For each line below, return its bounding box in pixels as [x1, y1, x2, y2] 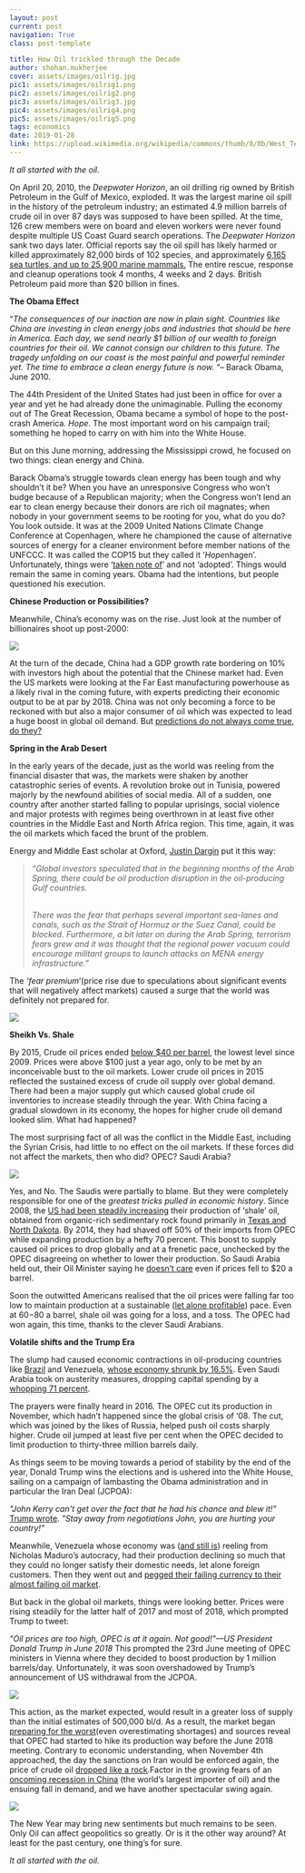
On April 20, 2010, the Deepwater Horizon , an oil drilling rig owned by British [9, 181, 295, 192]
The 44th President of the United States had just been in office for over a [9, 388, 282, 399]
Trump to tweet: [9, 1615, 70, 1626]
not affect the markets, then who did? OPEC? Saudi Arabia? [9, 1151, 231, 1162]
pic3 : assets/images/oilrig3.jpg [9, 97, 136, 106]
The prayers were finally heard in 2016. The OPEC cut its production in [9, 1400, 272, 1411]
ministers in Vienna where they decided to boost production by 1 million [9, 1652, 277, 1663]
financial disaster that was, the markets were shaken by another [9, 770, 249, 780]
